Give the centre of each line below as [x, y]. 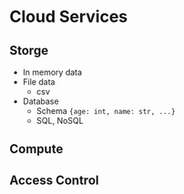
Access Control [54, 180]
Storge [29, 51]
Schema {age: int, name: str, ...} [106, 111]
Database [41, 101]
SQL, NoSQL [60, 121]
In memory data [52, 72]
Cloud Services [69, 17]
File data [39, 82]
